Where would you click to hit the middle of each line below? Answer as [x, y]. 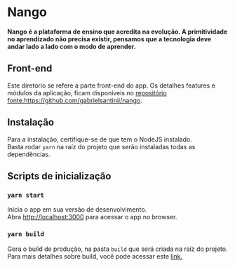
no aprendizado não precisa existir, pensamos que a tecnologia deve [109, 39]
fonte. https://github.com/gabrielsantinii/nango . [75, 100]
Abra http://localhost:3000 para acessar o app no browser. [92, 217]
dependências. [29, 154]
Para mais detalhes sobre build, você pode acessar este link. [95, 256]
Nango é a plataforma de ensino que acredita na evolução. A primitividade [117, 32]
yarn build [26, 234]
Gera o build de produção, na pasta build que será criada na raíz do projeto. [117, 249]
